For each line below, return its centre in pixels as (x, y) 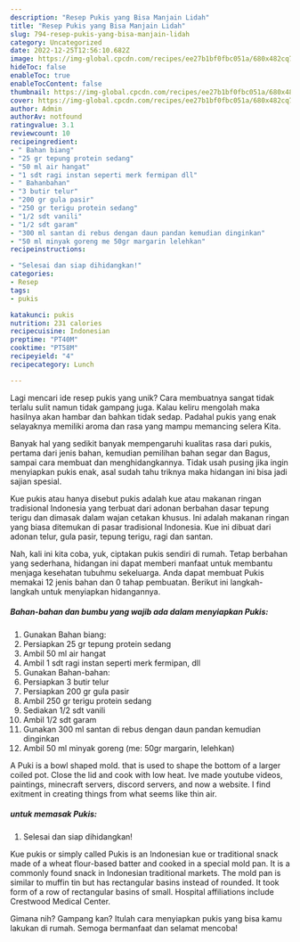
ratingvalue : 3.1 (42, 126)
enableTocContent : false (56, 84)
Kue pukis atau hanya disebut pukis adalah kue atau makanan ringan (136, 498)
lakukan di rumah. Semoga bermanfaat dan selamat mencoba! (124, 928)
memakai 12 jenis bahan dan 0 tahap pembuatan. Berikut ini (119, 582)
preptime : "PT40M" (44, 340)
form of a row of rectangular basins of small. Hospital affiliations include (142, 891)
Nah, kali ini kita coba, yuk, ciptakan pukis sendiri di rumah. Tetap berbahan (149, 553)
